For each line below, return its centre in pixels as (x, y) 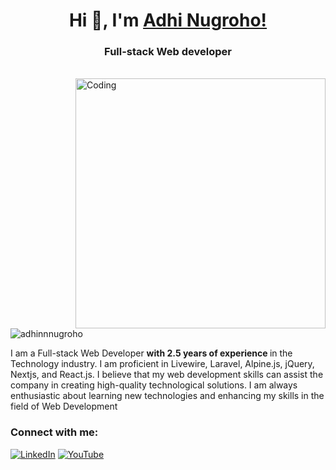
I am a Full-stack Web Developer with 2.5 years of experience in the (151, 353)
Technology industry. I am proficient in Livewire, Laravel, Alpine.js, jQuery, (162, 364)
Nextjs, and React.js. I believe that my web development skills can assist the (167, 375)
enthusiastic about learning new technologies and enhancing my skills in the (167, 396)
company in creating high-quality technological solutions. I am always (154, 385)
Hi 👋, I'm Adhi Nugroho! (168, 20)
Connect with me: (54, 432)
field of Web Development (64, 406)
